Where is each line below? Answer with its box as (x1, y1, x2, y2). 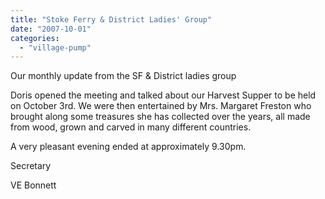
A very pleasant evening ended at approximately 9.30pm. (10, 141, 247, 153)
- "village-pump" (19, 42, 92, 53)
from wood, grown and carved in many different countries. (10, 121, 252, 133)
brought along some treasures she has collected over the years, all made (10, 111, 311, 123)
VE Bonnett (10, 179, 57, 191)
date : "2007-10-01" (10, 24, 92, 34)
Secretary (10, 160, 52, 172)
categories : (10, 33, 60, 43)
